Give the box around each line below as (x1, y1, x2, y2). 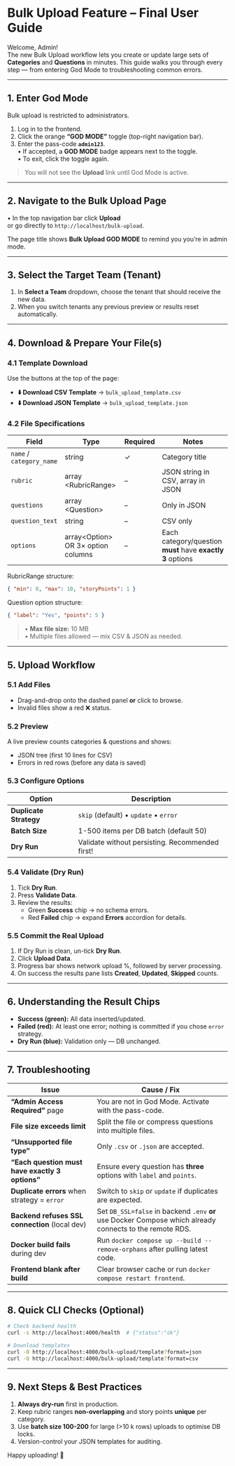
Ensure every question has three (97, 1161, 204, 1171)
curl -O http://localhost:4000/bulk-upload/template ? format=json (7, 1349, 201, 1356)
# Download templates (7, 1342, 71, 1349)
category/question (162, 536, 222, 546)
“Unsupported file (10, 1137, 73, 1147)
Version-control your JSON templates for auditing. (17, 1437, 162, 1446)
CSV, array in (162, 476, 205, 486)
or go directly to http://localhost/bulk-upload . (7, 221, 145, 230)
